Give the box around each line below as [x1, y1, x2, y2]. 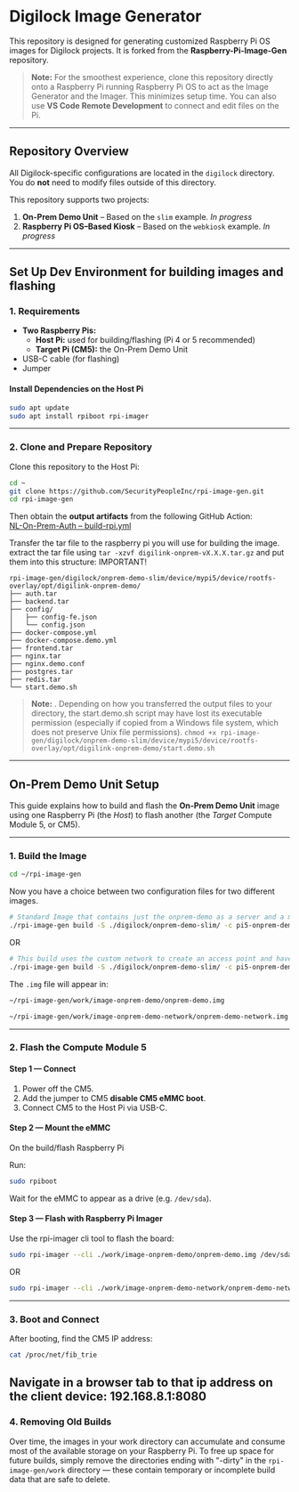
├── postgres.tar [9, 668, 74, 677]
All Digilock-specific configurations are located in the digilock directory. [9, 167, 275, 178]
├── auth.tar [9, 589, 58, 598]
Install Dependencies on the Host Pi [9, 384, 144, 394]
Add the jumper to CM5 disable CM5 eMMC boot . [21, 1092, 206, 1103]
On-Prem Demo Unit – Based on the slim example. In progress [21, 211, 253, 222]
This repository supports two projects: [9, 194, 149, 205]
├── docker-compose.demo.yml [9, 637, 117, 645]
